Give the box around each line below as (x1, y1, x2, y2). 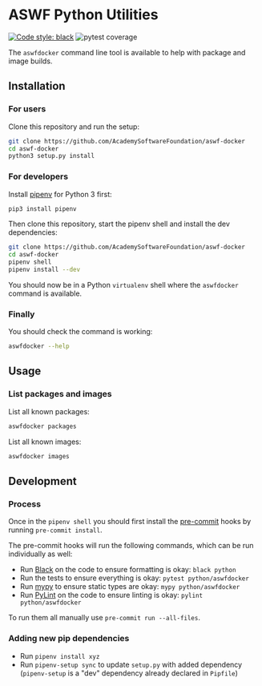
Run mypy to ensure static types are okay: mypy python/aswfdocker (19, 582, 240, 591)
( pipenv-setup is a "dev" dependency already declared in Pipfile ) (19, 668, 239, 678)
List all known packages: (8, 406, 90, 416)
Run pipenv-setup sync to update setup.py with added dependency (19, 660, 243, 669)
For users (8, 103, 46, 115)
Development (8, 474, 78, 488)
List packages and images (8, 389, 112, 400)
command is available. (8, 289, 83, 298)
